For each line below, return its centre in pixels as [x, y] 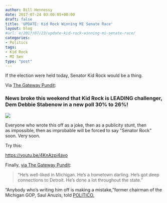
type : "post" [19, 61]
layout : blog [19, 29]
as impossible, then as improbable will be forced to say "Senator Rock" [78, 130]
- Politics [17, 43]
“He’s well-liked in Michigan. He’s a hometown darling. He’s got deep [88, 174]
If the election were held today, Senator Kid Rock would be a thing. [74, 75]
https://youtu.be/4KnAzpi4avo [37, 155]
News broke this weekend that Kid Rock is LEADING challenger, [84, 98]
